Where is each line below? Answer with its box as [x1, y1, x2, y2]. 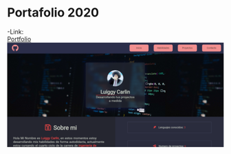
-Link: [7, 27, 24, 36]
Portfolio [7, 34, 32, 43]
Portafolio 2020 [7, 5, 100, 21]
